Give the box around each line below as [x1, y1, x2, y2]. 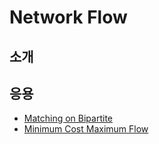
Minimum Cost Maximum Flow [23, 123, 149, 135]
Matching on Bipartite [23, 112, 113, 125]
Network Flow [9, 6, 128, 29]
